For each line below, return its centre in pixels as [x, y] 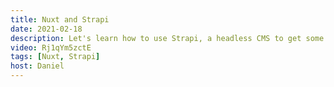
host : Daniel [37, 66]
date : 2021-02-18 [46, 29]
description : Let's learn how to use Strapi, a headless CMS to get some [167, 38]
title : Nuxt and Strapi [60, 19]
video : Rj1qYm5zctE [51, 47]
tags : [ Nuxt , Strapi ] [55, 57]
